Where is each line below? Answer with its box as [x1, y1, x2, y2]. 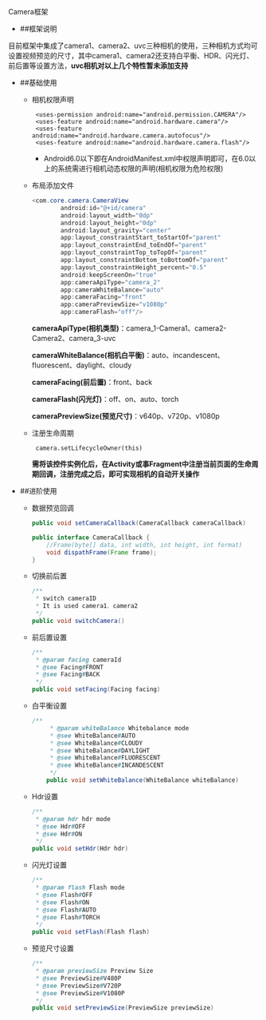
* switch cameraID [35, 594, 97, 603]
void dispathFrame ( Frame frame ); [46, 548, 158, 557]
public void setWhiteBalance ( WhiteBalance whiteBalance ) [46, 776, 239, 784]
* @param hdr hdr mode [35, 815, 111, 823]
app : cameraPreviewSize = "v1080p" [60, 300, 168, 309]
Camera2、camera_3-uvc [31, 334, 117, 343]
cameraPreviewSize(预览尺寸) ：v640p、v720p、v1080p [31, 411, 221, 421]
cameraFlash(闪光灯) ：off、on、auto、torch [31, 395, 179, 403]
